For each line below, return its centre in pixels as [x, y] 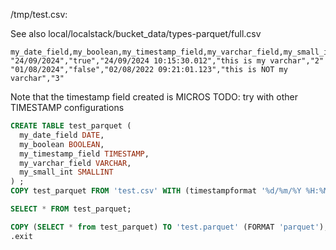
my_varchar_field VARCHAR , [75, 163]
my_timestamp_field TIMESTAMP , [84, 154]
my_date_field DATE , [62, 135]
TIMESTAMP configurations [67, 107]
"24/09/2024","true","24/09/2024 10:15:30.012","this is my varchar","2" [167, 61]
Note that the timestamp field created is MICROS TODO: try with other [154, 97]
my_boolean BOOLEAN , [62, 144]
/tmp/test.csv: [39, 14]
